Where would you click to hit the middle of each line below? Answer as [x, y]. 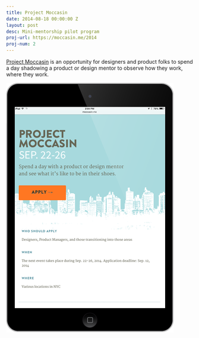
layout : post [22, 25]
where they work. [28, 74]
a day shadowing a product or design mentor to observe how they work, [94, 68]
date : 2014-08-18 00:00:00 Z [42, 19]
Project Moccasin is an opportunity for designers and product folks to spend [99, 62]
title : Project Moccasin [37, 13]
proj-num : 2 [21, 44]
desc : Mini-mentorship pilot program [53, 32]
